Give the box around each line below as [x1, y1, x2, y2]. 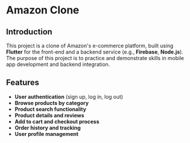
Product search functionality [14, 106, 87, 113]
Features [6, 78, 39, 88]
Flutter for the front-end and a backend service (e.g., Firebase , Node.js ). [6, 48, 184, 55]
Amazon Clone [6, 4, 80, 17]
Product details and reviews [14, 111, 84, 118]
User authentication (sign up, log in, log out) [14, 93, 123, 100]
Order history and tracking [14, 124, 81, 131]
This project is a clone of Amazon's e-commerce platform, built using [6, 42, 174, 49]
